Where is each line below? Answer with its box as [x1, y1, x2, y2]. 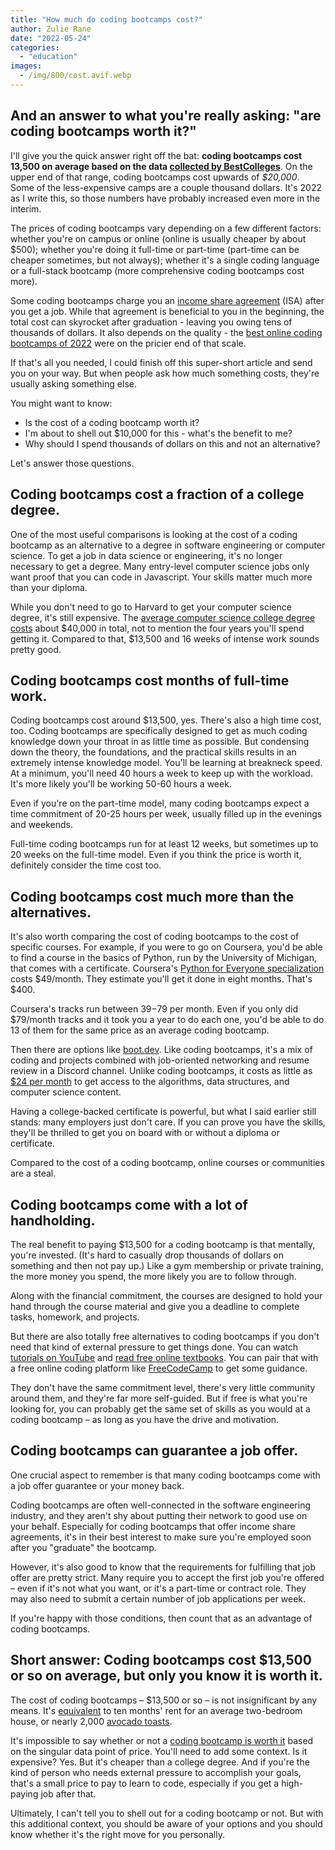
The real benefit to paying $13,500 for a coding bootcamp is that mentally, [10, 1238, 316, 1250]
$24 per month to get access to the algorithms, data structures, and [10, 1076, 290, 1088]
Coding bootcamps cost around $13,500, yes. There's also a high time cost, [10, 714, 322, 726]
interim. [10, 202, 42, 215]
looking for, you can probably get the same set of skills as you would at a [10, 1402, 311, 1415]
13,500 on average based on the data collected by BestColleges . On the [10, 160, 313, 172]
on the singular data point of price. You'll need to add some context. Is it [10, 1745, 308, 1757]
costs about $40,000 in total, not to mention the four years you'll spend [10, 622, 305, 634]
